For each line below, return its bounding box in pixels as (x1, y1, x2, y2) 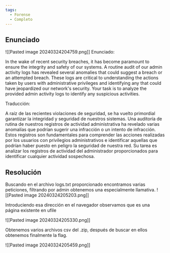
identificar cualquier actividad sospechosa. (5, 154, 95, 160)
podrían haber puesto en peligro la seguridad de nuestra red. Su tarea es (5, 142, 157, 149)
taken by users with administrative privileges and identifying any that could (5, 80, 162, 86)
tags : (5, 7, 17, 13)
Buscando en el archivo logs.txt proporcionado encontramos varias (5, 181, 146, 187)
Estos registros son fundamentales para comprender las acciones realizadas (5, 132, 165, 138)
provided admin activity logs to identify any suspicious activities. (5, 91, 140, 97)
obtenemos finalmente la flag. (5, 232, 67, 238)
